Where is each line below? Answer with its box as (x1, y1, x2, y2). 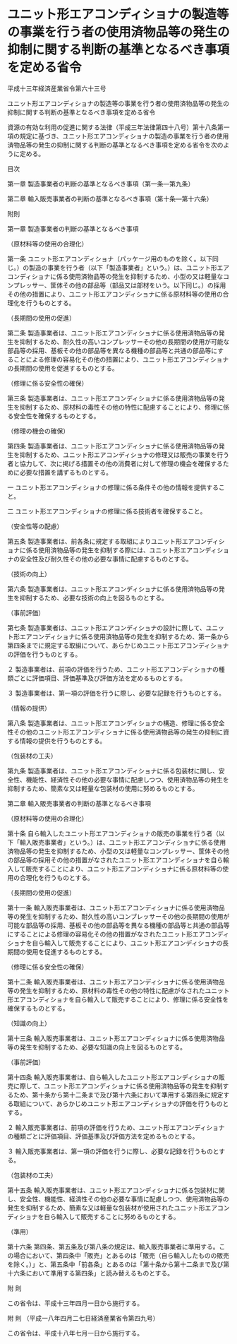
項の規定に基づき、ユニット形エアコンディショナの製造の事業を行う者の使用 (7, 131, 229, 140)
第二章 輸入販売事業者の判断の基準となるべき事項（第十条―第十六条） (7, 194, 213, 203)
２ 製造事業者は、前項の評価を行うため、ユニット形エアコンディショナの (7, 665, 219, 673)
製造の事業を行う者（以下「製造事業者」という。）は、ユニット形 (28, 263, 217, 272)
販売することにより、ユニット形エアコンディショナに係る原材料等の (25, 864, 223, 873)
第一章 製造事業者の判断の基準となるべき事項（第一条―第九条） (7, 179, 195, 188)
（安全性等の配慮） (7, 522, 63, 530)
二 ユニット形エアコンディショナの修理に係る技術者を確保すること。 (7, 506, 207, 516)
